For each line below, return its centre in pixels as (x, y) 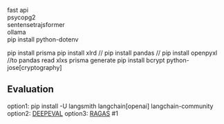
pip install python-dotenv (43, 39)
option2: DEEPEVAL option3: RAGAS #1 (63, 113)
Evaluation (30, 89)
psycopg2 (21, 17)
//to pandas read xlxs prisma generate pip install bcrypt (86, 60)
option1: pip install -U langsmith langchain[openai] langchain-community (110, 106)
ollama (17, 32)
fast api (18, 10)
